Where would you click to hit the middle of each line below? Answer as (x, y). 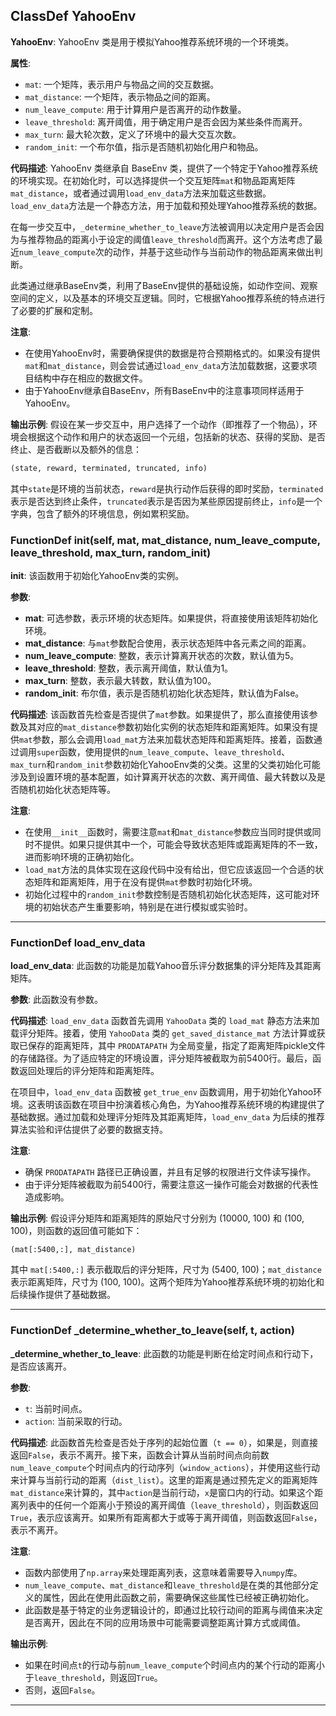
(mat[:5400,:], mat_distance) (73, 1250)
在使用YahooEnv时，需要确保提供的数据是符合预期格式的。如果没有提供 (172, 353)
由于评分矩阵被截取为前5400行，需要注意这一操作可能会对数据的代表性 (171, 1185)
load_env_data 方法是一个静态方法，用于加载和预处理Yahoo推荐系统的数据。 (166, 205)
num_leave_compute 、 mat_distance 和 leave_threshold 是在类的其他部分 (167, 1585)
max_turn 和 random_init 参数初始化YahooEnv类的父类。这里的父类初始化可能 (165, 764)
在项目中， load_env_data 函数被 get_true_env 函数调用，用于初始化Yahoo (162, 1092)
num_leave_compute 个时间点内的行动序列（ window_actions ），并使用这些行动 (165, 1467)
